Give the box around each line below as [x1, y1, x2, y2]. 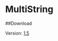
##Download [5, 20, 32, 26]
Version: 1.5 [5, 30, 29, 36]
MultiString [5, 4, 54, 15]
